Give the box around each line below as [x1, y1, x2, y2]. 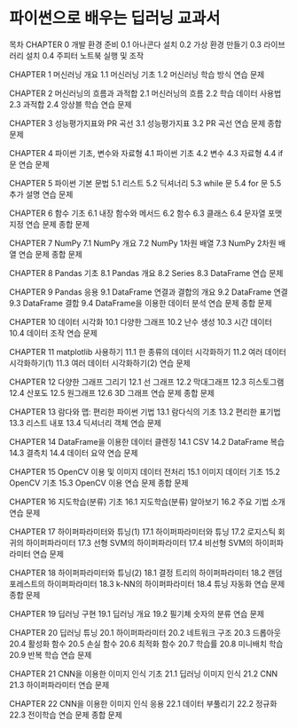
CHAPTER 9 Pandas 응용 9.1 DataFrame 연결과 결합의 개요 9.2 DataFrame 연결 [9, 286, 288, 297]
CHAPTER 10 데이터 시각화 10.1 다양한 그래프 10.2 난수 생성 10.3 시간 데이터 [9, 316, 272, 327]
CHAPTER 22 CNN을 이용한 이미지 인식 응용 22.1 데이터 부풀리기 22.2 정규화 [9, 698, 277, 708]
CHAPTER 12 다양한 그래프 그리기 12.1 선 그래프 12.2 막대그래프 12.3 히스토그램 [9, 376, 285, 387]
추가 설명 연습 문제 [9, 188, 74, 200]
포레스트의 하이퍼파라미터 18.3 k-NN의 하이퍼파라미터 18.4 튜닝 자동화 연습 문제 [9, 578, 285, 589]
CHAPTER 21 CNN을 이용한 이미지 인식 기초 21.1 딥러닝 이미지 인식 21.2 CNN [9, 668, 278, 679]
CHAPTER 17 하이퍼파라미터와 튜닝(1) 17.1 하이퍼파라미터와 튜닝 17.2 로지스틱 [9, 526, 277, 537]
